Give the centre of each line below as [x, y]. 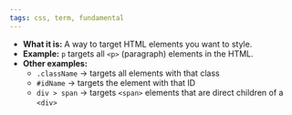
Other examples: [55, 63]
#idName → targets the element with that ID [116, 82]
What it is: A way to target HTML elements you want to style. [137, 44]
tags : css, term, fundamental [67, 18]
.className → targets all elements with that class [128, 73]
